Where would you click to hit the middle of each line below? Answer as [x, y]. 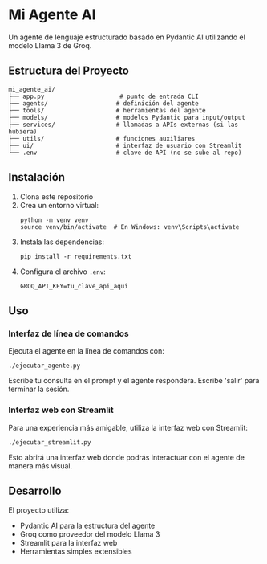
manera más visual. [40, 466]
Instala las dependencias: [62, 242]
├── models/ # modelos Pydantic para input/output [127, 117]
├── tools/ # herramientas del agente [107, 110]
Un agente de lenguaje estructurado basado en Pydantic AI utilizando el [127, 37]
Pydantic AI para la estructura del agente [87, 526]
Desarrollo [35, 490]
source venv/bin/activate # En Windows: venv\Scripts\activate [129, 227]
